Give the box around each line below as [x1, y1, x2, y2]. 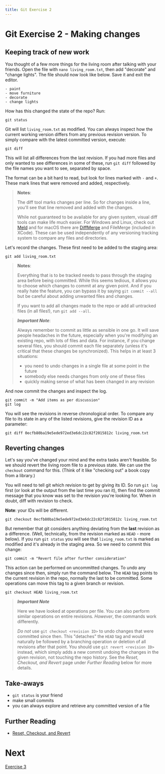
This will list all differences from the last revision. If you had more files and [5, 155, 156, 161]
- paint [5, 86, 21, 91]
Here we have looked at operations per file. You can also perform [17, 608, 150, 614]
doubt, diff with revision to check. [5, 498, 73, 504]
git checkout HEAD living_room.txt [5, 590, 78, 595]
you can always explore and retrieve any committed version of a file [12, 703, 150, 709]
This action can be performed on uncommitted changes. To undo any [5, 565, 146, 571]
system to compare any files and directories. [17, 235, 108, 241]
